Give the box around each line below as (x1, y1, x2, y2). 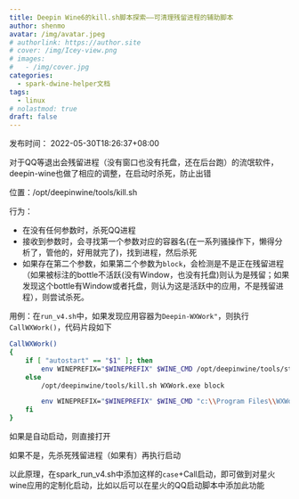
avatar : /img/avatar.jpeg (9, 29, 105, 38)
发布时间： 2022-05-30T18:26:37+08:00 (9, 138, 160, 149)
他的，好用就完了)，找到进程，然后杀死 (53, 247, 198, 258)
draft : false (9, 112, 58, 121)
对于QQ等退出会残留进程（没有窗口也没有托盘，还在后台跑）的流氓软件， (9, 157, 279, 168)
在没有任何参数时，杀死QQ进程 (21, 225, 136, 236)
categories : (9, 71, 53, 80)
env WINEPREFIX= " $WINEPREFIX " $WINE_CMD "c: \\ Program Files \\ (41, 397, 277, 406)
